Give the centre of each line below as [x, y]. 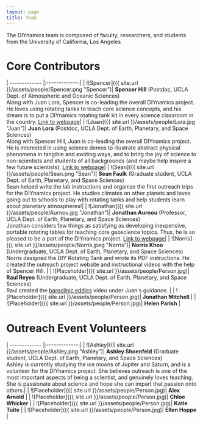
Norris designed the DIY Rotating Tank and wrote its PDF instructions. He [98, 258]
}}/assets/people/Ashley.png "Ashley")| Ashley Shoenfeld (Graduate [93, 352]
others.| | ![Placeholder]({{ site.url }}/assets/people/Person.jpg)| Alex [93, 391]
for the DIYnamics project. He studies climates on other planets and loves [98, 193]
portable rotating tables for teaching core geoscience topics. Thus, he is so [101, 232]
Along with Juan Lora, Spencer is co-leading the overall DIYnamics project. [101, 103]
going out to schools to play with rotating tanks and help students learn [95, 200]
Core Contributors [53, 66]
